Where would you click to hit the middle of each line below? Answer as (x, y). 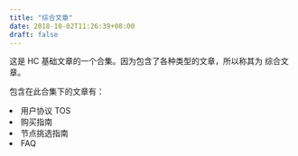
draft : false (34, 34)
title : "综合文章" (42, 18)
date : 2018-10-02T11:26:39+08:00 (72, 26)
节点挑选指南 (45, 133)
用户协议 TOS (46, 111)
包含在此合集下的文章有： (57, 92)
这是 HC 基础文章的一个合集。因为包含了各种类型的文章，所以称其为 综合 (145, 61)
